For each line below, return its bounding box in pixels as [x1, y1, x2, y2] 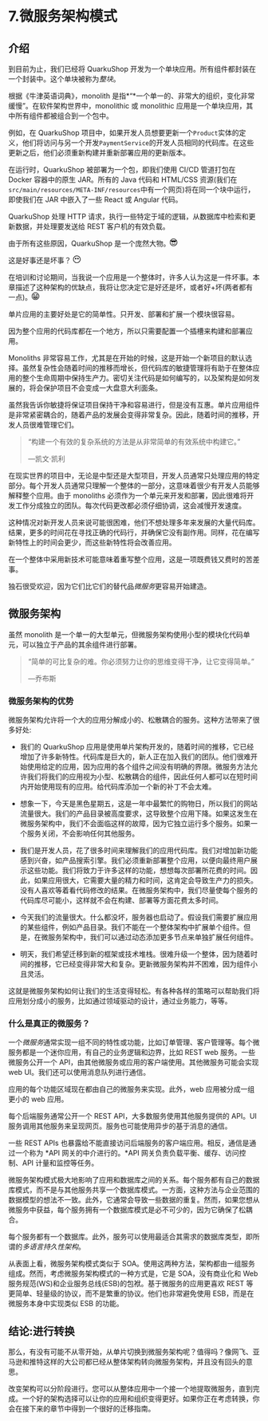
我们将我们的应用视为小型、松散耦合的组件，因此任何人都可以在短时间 [26, 772, 258, 781]
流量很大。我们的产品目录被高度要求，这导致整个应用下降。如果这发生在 [19, 809, 258, 818]
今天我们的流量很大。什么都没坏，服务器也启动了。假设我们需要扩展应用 [19, 912, 258, 922]
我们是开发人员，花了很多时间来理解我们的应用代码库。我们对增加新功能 [19, 846, 258, 856]
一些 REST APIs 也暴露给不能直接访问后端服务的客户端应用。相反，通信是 [8, 1138, 250, 1148]
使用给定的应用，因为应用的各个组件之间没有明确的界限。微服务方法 [26, 762, 251, 772]
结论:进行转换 [8, 1325, 76, 1338]
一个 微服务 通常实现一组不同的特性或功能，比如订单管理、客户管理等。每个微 [8, 1037, 260, 1047]
